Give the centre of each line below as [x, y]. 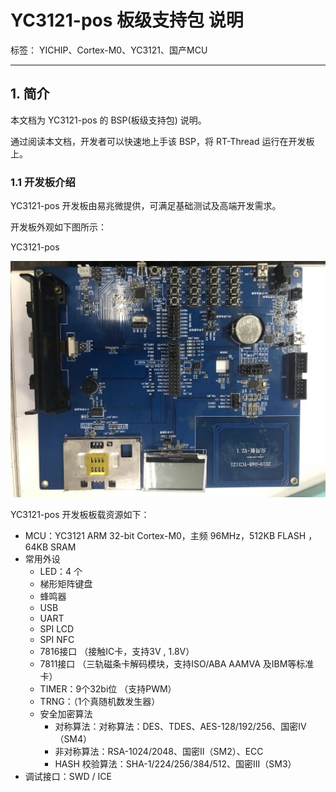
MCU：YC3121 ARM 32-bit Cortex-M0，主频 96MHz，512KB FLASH [165, 536]
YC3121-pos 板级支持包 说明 [127, 20]
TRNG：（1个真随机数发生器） [100, 702]
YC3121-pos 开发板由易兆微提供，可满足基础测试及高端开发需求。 [146, 206]
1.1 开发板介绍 [43, 182]
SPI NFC [57, 640]
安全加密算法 [66, 714]
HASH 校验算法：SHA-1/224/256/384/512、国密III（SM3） [175, 764]
